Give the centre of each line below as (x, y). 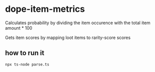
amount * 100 (19, 28)
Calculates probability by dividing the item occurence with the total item (78, 23)
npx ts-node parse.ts (27, 64)
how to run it (25, 53)
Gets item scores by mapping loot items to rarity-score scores (68, 37)
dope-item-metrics (45, 9)
